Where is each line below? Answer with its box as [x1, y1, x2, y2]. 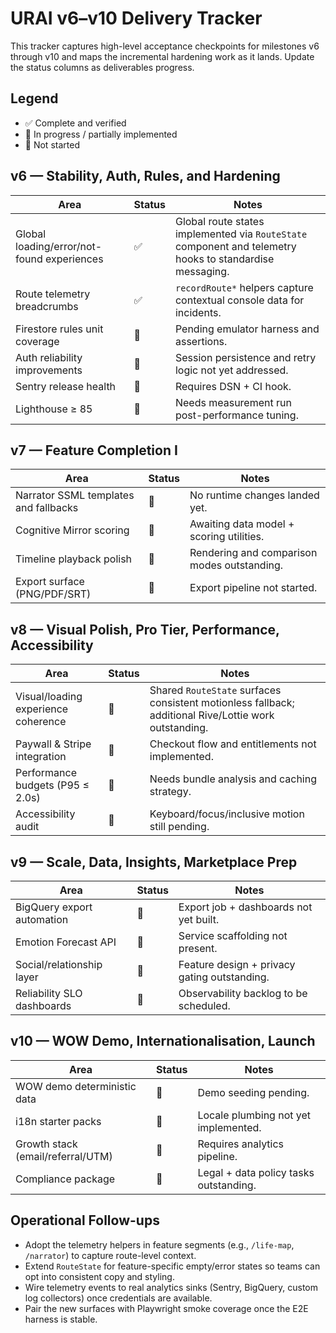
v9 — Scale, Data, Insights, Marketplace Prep [10, 853, 298, 871]
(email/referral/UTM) [15, 1149, 113, 1163]
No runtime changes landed [189, 488, 320, 502]
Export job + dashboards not [178, 900, 313, 914]
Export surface [15, 575, 85, 589]
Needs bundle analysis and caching [149, 772, 318, 786]
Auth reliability [15, 350, 83, 364]
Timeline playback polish [15, 552, 133, 566]
